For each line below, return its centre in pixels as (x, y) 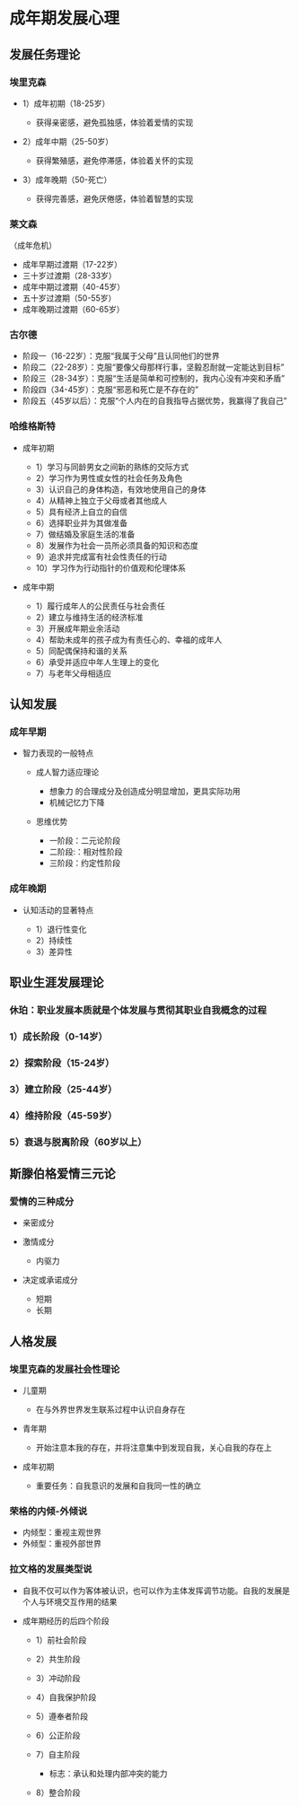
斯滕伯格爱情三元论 (62, 1174)
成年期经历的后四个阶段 (66, 1620)
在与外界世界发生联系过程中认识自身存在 (110, 1409)
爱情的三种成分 (42, 1201)
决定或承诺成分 (50, 1280)
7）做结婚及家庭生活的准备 (85, 534)
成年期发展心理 (65, 18)
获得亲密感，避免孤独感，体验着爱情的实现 (114, 122)
